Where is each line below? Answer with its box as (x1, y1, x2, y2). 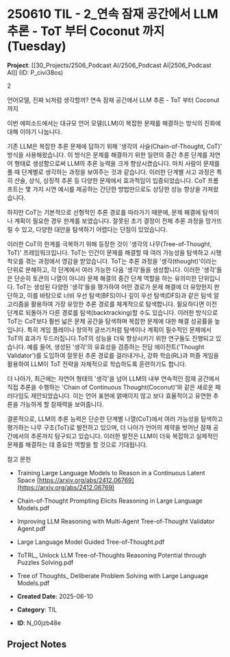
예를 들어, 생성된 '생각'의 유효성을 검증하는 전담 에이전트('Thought (27, 342, 205, 350)
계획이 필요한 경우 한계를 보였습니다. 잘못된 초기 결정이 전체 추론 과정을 (14, 217, 204, 225)
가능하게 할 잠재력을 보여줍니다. (19, 400, 104, 408)
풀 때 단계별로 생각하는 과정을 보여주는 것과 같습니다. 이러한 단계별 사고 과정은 (7, 167, 216, 176)
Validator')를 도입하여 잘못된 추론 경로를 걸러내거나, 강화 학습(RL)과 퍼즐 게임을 (7, 351, 219, 359)
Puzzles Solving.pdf (16, 558, 74, 566)
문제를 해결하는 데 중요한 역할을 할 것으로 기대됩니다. (7, 440, 148, 449)
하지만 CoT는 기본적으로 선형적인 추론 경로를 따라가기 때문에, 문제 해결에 (7, 208, 201, 216)
